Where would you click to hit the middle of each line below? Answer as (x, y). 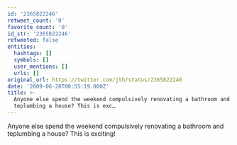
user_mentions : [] (41, 66)
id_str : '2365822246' (39, 34)
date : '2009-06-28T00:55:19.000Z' (59, 86)
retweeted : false (33, 40)
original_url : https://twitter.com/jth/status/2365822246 (95, 80)
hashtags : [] (33, 54)
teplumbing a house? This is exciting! (61, 133)
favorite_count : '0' (38, 27)
